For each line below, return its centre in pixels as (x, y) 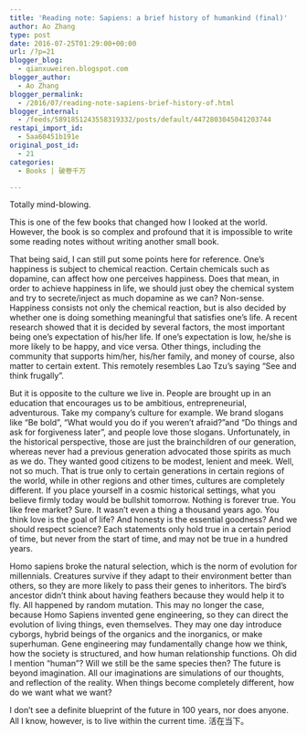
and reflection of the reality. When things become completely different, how (152, 683)
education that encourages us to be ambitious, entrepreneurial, (128, 404)
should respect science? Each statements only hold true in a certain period (150, 530)
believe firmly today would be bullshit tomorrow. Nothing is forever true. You (153, 500)
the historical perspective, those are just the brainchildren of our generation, (153, 442)
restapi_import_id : (47, 129)
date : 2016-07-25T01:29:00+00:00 (73, 43)
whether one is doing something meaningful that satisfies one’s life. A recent (153, 318)
